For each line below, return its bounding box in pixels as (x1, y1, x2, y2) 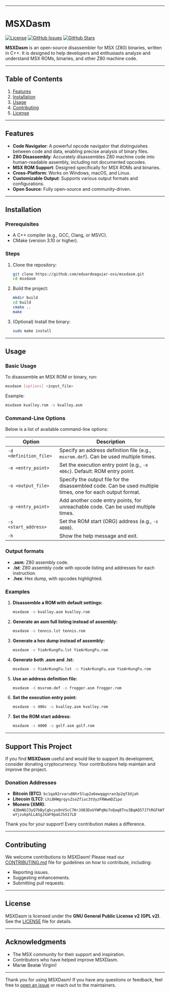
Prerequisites (5, 220, 39, 227)
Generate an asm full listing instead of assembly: (12, 619, 118, 625)
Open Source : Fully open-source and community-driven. (12, 186, 132, 192)
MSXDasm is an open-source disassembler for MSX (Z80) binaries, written (5, 44, 162, 51)
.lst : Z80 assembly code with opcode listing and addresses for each (12, 564, 155, 571)
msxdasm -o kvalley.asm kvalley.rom (12, 609, 90, 614)
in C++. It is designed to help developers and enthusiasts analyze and (5, 50, 151, 56)
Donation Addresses (5, 779, 57, 786)
